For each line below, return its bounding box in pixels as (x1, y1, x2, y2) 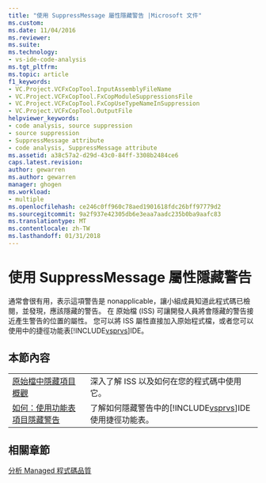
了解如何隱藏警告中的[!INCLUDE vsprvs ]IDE (89, 402, 251, 413)
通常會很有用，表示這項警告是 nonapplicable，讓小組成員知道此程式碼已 (8, 296, 244, 305)
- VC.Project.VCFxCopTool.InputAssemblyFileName (8, 85, 172, 93)
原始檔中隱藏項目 (12, 375, 77, 387)
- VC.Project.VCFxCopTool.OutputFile (8, 108, 133, 115)
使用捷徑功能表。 (89, 414, 154, 425)
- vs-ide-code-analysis (8, 56, 87, 64)
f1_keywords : (8, 77, 51, 85)
